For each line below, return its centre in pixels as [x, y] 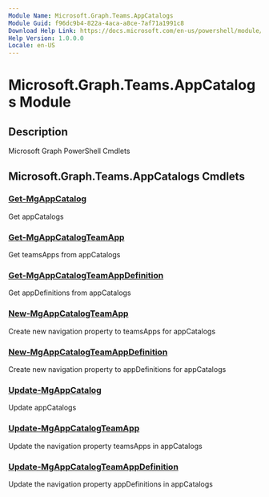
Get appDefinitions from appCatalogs [70, 293]
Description [38, 132]
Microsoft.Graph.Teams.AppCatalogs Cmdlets [127, 176]
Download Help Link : [43, 30]
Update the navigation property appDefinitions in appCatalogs [111, 484]
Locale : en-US [32, 46]
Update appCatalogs [42, 408]
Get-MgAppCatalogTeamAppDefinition [86, 276]
